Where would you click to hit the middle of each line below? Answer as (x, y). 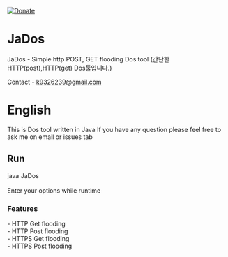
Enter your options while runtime (54, 190)
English (29, 110)
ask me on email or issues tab (50, 137)
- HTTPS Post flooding (40, 246)
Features (23, 208)
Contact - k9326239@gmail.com (55, 82)
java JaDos (23, 175)
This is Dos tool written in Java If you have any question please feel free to (114, 129)
